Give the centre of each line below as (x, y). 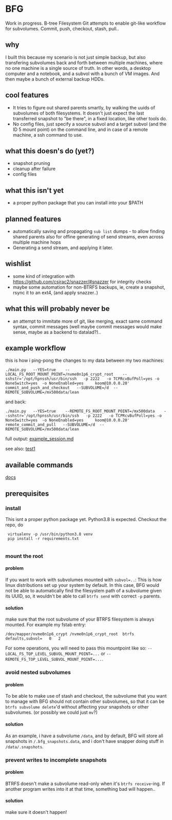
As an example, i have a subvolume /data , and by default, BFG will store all (84, 736)
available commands (39, 465)
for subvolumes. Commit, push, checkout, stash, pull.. (62, 28)
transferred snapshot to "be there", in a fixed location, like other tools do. (90, 118)
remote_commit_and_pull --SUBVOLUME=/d (50, 425)
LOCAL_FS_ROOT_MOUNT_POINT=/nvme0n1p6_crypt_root (60, 375)
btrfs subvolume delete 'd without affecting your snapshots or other (77, 707)
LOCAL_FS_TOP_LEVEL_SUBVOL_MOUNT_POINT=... (53, 654)
